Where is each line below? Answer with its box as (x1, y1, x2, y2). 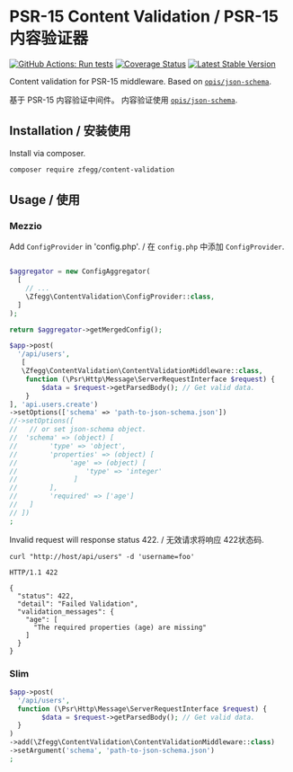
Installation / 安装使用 (9, 123, 131, 138)
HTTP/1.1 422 (9, 568, 58, 577)
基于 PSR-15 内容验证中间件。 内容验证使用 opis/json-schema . (9, 94, 238, 105)
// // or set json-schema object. (9, 425, 146, 434)
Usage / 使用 (9, 192, 81, 208)
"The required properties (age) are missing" (32, 623, 207, 632)
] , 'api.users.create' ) (9, 400, 99, 409)
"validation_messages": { (17, 607, 115, 617)
